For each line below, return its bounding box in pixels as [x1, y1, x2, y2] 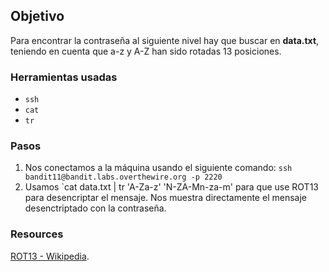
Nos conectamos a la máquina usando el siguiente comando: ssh [24, 162, 293, 174]
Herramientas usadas [10, 70, 118, 84]
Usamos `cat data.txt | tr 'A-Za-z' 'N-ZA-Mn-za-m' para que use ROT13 [24, 181, 319, 193]
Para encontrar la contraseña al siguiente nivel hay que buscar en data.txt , [10, 34, 320, 46]
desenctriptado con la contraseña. [24, 202, 167, 214]
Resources [10, 227, 64, 241]
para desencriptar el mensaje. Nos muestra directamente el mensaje [24, 192, 307, 204]
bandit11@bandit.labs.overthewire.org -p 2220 [24, 172, 223, 183]
